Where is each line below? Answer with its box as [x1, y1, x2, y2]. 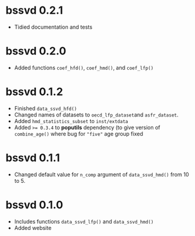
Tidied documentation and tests [14, 23, 93, 30]
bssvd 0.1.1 [5, 151, 60, 164]
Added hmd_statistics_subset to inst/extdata [14, 117, 129, 124]
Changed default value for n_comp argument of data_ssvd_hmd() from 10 [14, 171, 189, 178]
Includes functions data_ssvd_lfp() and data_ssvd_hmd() [14, 217, 154, 225]
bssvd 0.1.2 [5, 85, 63, 99]
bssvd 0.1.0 [5, 198, 63, 212]
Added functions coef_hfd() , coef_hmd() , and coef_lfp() [14, 64, 154, 71]
